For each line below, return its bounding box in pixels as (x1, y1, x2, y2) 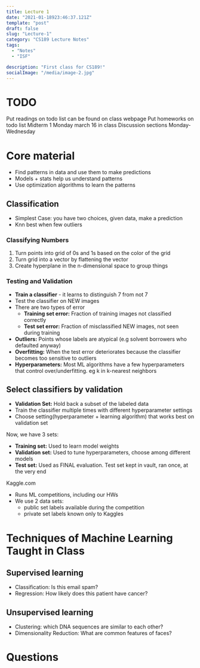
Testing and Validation (6, 277, 73, 286)
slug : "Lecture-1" (6, 31, 52, 37)
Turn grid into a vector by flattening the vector (14, 256, 128, 263)
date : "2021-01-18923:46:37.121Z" (6, 14, 93, 20)
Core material (6, 149, 75, 162)
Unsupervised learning (6, 607, 94, 617)
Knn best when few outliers (14, 221, 82, 228)
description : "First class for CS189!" (6, 64, 106, 70)
